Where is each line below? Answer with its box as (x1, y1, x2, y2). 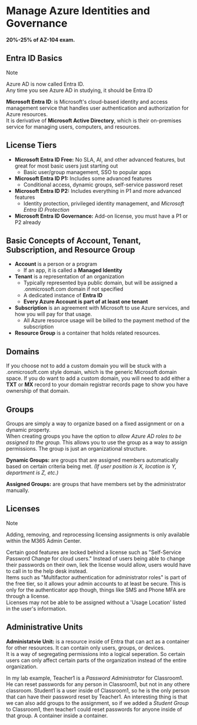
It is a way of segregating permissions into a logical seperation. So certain (6, 650, 185, 657)
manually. (6, 487, 29, 494)
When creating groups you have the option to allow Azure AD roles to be (6, 432, 182, 439)
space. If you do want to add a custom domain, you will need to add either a (6, 375, 190, 382)
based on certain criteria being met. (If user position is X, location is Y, (6, 463, 177, 470)
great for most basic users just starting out (14, 162, 118, 169)
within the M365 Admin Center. (6, 537, 82, 544)
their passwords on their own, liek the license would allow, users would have (6, 561, 191, 568)
